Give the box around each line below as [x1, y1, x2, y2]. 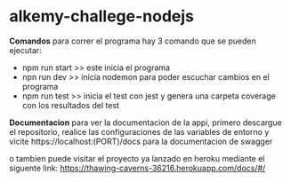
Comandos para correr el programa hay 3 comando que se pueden [9, 36, 256, 46]
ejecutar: [9, 44, 42, 55]
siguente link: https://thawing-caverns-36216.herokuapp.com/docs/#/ [9, 162, 266, 173]
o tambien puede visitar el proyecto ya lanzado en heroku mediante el [9, 153, 265, 163]
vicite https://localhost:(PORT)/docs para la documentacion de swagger [9, 136, 273, 146]
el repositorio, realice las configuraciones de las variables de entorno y [9, 126, 270, 137]
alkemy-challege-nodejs [9, 6, 194, 27]
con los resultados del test [21, 99, 120, 110]
